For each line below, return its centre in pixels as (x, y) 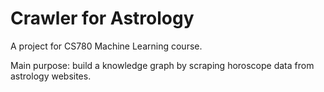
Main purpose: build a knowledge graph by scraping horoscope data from (162, 65)
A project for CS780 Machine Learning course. (106, 46)
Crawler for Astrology (102, 18)
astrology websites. (51, 76)
